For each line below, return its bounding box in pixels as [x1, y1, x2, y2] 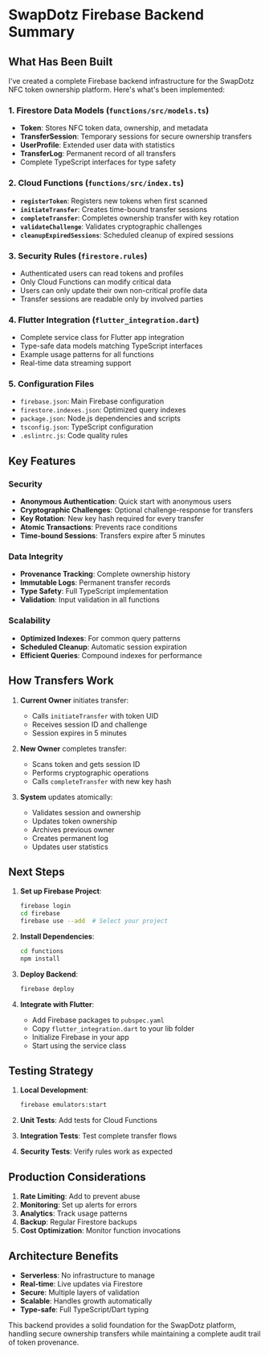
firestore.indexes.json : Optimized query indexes [19, 405, 186, 415]
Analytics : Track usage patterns [19, 1208, 128, 1218]
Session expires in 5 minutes [31, 727, 127, 738]
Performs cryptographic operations [31, 768, 149, 777]
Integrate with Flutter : [19, 999, 95, 1009]
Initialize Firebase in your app [31, 1032, 130, 1042]
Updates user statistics [31, 842, 108, 852]
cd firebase [19, 910, 60, 918]
